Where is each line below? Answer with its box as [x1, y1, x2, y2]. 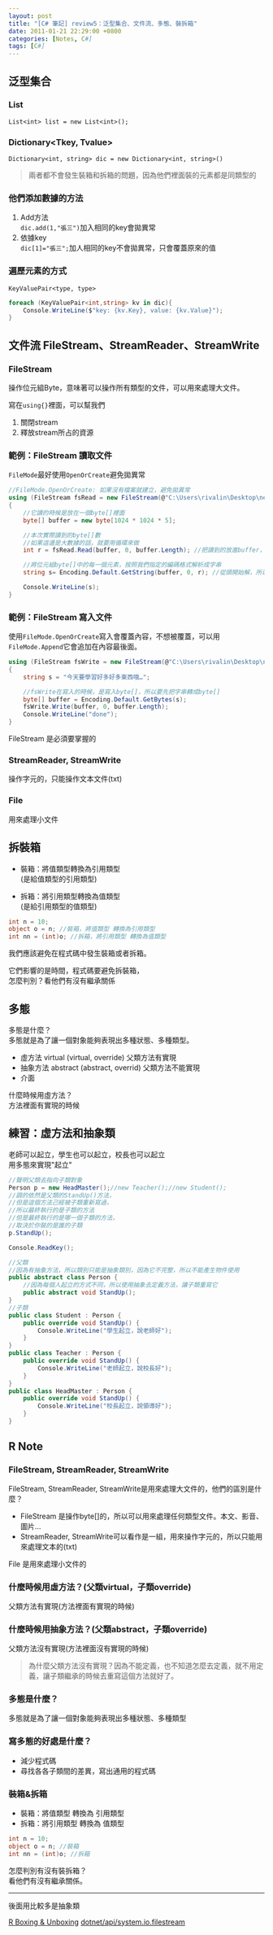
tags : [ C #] [8, 42, 45, 50]
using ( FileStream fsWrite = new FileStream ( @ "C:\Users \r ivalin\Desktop [8, 658, 260, 666]
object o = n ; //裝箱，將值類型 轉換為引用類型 [8, 925, 156, 933]
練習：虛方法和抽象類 [8, 1126, 115, 1140]
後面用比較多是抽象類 [8, 1901, 80, 1911]
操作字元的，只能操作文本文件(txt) [8, 774, 123, 784]
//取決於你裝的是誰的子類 [8, 1221, 83, 1230]
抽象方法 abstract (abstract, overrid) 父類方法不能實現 [19, 1063, 201, 1072]
